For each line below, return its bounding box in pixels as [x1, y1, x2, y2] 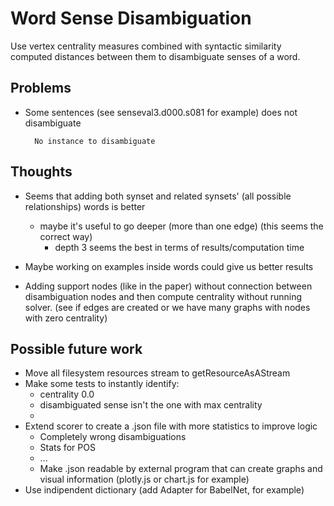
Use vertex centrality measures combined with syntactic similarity [10, 40, 282, 52]
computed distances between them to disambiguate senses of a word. [10, 50, 301, 62]
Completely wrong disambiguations [39, 431, 187, 443]
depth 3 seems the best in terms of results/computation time [54, 241, 305, 253]
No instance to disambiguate [34, 136, 156, 146]
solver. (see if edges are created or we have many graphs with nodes [24, 301, 311, 313]
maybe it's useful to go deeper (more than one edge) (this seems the [39, 220, 324, 232]
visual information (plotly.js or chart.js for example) [39, 473, 250, 486]
